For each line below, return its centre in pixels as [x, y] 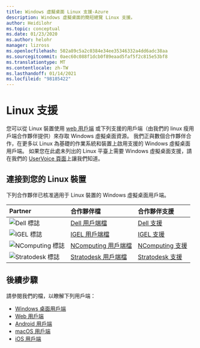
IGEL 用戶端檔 [90, 234]
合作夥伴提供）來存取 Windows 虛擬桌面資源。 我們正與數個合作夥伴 [101, 136]
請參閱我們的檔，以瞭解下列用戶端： [51, 296]
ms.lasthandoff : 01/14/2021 [41, 73]
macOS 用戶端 [33, 331]
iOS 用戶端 [28, 338]
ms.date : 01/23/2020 [32, 34]
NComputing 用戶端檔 [101, 246]
